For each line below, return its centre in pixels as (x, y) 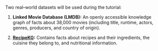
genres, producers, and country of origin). (56, 28)
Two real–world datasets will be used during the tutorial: (64, 7)
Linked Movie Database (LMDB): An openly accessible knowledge (82, 17)
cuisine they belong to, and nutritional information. (65, 43)
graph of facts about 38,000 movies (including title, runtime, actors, (83, 22)
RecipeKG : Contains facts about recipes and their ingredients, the (81, 38)
